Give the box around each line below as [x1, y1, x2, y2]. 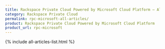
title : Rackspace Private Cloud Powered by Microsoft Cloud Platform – [5, 7, 155, 12]
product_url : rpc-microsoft [5, 25, 63, 30]
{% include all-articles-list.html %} [5, 39, 75, 45]
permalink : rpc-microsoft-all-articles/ [5, 16, 89, 21]
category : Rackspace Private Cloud [5, 12, 78, 17]
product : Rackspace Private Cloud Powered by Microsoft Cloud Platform [5, 21, 155, 26]
